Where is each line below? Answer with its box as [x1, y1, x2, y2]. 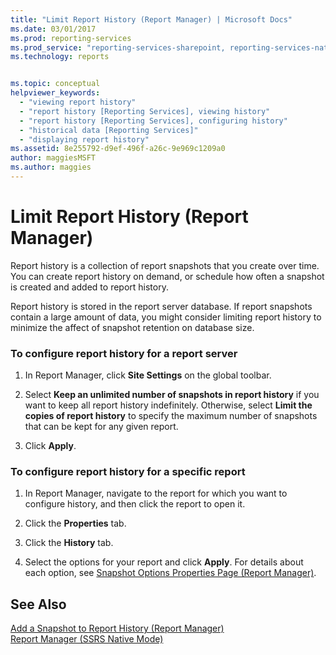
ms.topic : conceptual [10, 79, 101, 89]
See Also [10, 596, 67, 613]
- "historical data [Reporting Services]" [19, 125, 199, 135]
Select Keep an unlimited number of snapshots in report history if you [24, 389, 320, 401]
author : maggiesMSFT [10, 153, 97, 163]
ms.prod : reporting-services [10, 33, 132, 43]
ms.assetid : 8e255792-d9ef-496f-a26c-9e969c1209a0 [10, 144, 226, 154]
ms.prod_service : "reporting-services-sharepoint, [10, 42, 226, 53]
